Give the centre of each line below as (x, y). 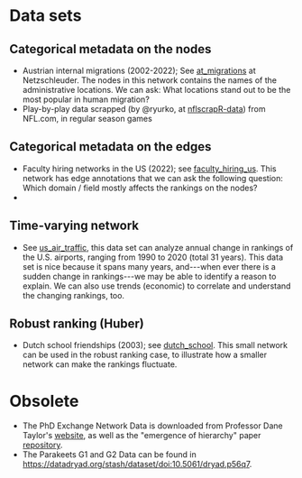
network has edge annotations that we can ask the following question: (153, 178)
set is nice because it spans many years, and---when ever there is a (149, 266)
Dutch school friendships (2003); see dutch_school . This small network (155, 345)
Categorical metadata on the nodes (110, 49)
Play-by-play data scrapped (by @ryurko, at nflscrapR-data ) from (144, 109)
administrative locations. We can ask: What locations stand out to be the (156, 90)
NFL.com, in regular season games (87, 119)
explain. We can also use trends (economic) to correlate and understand (156, 286)
